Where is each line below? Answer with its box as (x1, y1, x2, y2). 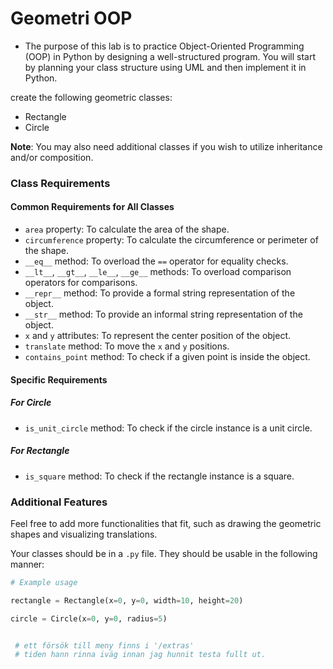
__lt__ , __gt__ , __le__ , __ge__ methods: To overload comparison (24, 266, 292, 278)
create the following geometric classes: (10, 91, 173, 103)
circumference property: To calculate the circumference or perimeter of (24, 234, 319, 246)
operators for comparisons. (24, 277, 138, 289)
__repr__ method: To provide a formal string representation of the (24, 287, 296, 299)
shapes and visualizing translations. (10, 528, 158, 540)
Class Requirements (10, 176, 111, 190)
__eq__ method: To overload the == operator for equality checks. (24, 255, 289, 267)
